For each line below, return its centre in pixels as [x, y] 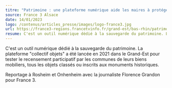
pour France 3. [21, 80]
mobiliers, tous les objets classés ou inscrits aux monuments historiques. [82, 65]
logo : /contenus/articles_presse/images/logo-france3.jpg [68, 24]
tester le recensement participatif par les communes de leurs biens [76, 59]
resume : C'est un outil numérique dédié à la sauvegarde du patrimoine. [84, 34]
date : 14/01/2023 [24, 19]
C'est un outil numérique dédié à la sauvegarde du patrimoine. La [74, 48]
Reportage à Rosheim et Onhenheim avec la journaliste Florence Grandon [83, 74]
